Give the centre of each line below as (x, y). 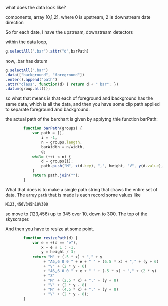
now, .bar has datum (26, 61)
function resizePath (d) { (51, 238)
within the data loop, (26, 42)
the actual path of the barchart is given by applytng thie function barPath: (81, 119)
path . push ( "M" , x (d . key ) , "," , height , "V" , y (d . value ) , (102, 166)
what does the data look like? (36, 7)
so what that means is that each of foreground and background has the (79, 98)
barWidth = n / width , (63, 147)
